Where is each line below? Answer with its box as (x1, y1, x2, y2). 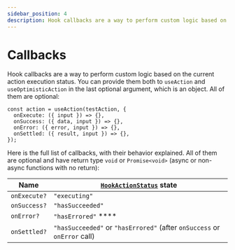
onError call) (53, 232, 95, 242)
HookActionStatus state (100, 180, 178, 190)
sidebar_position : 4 (7, 10, 68, 18)
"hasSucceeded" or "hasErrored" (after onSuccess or (53, 223, 220, 232)
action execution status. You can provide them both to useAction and (7, 78, 206, 86)
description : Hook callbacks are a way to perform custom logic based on (7, 17, 227, 24)
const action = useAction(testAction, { (7, 106, 127, 113)
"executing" (53, 192, 93, 200)
